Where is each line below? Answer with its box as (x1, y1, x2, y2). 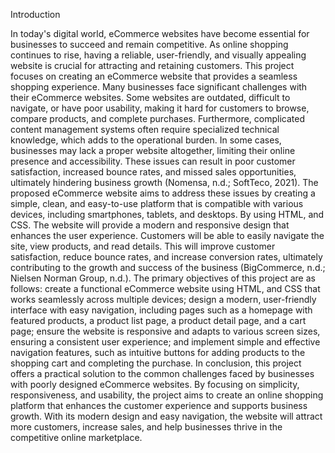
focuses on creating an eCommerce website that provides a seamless (10, 70, 298, 82)
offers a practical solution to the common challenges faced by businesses (10, 368, 315, 379)
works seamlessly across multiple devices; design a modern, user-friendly (10, 294, 317, 305)
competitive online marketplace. (10, 432, 143, 443)
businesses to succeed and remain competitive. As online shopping (10, 39, 289, 50)
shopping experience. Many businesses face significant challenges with (10, 81, 308, 93)
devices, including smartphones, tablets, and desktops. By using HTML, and (10, 209, 325, 220)
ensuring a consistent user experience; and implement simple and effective (10, 336, 321, 348)
